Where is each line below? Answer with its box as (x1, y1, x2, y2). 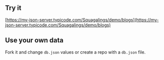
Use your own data (5, 36, 64, 44)
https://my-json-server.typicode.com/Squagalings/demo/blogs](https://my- (6, 17, 159, 22)
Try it (5, 4, 22, 12)
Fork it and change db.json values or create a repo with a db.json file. (5, 49, 146, 55)
